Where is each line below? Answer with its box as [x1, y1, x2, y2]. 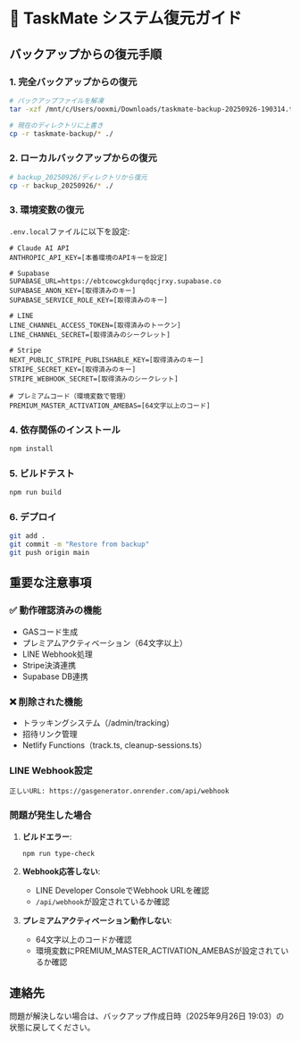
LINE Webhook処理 [21, 649, 93, 659]
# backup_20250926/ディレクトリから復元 [9, 172, 147, 181]
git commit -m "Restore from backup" [9, 540, 150, 550]
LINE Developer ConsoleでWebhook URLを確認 [35, 886, 210, 896]
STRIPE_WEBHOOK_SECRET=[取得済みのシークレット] [9, 374, 179, 383]
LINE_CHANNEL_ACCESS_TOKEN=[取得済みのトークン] [9, 321, 181, 330]
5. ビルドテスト [9, 466, 75, 479]
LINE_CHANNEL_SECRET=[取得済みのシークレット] [9, 330, 171, 340]
